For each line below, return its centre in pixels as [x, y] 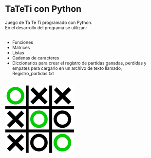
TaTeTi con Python [43, 9]
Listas [18, 53]
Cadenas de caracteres [36, 58]
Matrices [21, 47]
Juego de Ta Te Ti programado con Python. [49, 22]
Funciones [22, 42]
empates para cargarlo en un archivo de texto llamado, [67, 68]
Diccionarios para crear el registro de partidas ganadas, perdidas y [79, 63]
